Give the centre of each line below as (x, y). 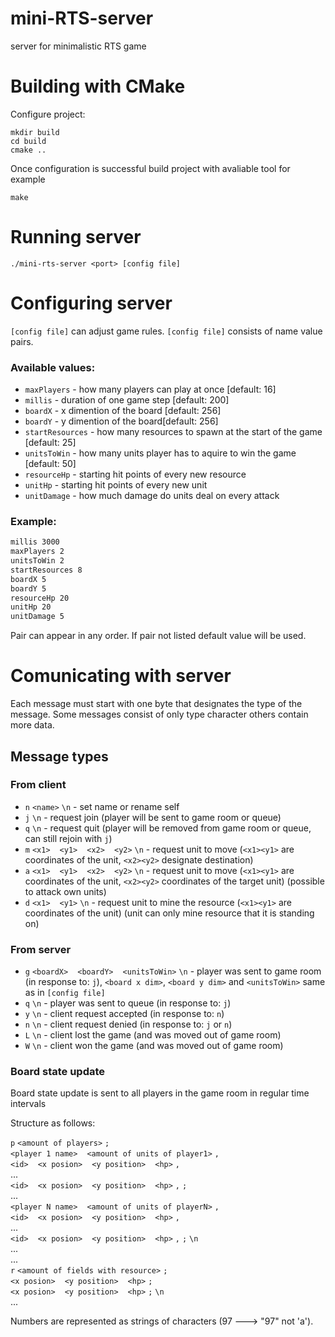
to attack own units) (65, 891)
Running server (76, 237)
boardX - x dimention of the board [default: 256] (123, 411)
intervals (28, 1104)
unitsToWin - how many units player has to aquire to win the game (160, 453)
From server (41, 949)
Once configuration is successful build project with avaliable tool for (150, 168)
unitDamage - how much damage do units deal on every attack (152, 496)
